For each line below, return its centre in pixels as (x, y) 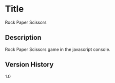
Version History (29, 65)
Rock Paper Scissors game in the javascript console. (58, 49)
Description (23, 38)
